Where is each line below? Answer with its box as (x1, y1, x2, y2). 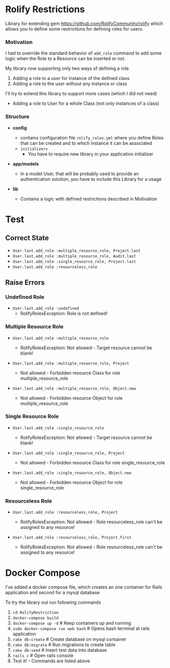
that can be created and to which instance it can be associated (20, 140, 152, 146)
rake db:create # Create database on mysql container (12, 636, 126, 643)
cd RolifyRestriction (12, 610, 59, 616)
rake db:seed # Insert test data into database (12, 647, 107, 653)
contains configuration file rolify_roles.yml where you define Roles (20, 134, 164, 141)
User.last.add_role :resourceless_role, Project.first (12, 535, 132, 540)
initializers (20, 146, 48, 151)
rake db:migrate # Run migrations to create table (12, 642, 116, 648)
